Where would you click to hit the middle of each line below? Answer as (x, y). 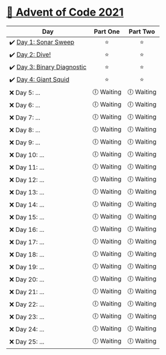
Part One (107, 31)
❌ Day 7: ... (25, 118)
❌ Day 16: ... (27, 230)
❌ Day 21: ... (27, 292)
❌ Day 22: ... (27, 304)
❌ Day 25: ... (27, 342)
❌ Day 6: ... (25, 105)
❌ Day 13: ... (27, 193)
